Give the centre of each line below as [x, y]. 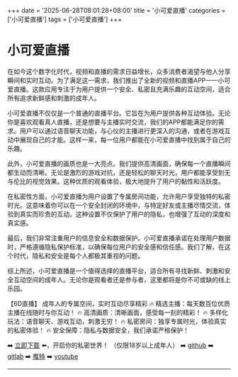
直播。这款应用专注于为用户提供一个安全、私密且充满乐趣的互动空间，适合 [122, 89]
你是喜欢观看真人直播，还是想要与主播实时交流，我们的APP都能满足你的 [113, 122]
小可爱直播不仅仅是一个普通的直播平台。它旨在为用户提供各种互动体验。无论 [119, 113]
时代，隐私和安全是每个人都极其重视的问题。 [78, 255]
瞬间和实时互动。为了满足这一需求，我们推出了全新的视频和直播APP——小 [116, 80]
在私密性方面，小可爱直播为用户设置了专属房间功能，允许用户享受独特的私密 [119, 196]
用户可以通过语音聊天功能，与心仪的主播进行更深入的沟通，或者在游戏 [122, 130]
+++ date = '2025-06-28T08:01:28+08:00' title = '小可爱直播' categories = [117, 10]
